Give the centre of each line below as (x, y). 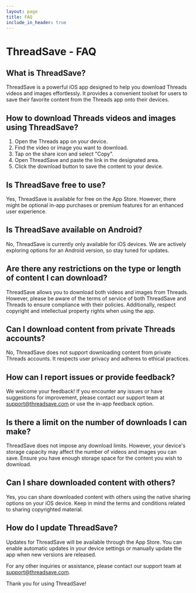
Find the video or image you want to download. (71, 148)
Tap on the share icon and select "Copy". (64, 154)
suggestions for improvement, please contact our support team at (85, 397)
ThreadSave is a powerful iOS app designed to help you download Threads (97, 87)
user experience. (26, 211)
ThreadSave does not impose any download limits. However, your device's (96, 446)
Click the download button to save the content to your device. (89, 166)
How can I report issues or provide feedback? (91, 377)
